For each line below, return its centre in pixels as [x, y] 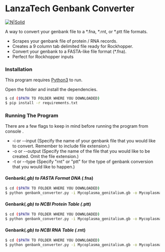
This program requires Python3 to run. [44, 80]
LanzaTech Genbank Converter [70, 9]
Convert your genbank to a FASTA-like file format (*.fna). [69, 51]
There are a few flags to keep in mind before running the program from [77, 126]
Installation [19, 69]
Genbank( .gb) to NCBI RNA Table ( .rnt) [45, 230]
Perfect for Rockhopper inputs [43, 56]
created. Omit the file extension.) [45, 157]
